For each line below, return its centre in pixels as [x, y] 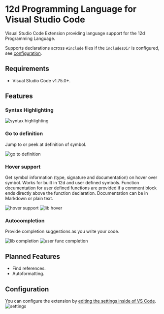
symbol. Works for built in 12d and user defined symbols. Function [72, 183]
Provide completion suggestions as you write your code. [62, 231]
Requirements [27, 69]
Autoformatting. [28, 274]
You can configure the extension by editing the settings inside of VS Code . [81, 301]
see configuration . [24, 53]
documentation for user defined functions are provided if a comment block [81, 188]
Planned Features [33, 257]
